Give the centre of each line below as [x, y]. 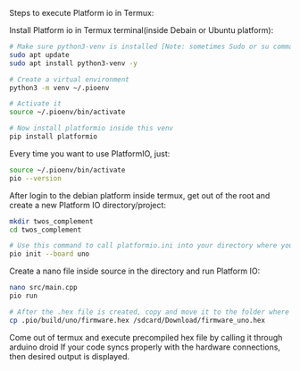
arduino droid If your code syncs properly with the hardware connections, [145, 347]
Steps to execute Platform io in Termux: [82, 13]
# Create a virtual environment [69, 80]
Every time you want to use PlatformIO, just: [90, 153]
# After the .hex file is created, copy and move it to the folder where [150, 312]
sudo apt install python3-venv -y [74, 63]
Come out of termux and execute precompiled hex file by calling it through [146, 337]
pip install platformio [54, 137]
